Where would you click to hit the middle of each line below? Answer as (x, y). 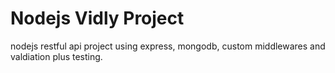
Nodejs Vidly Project (97, 18)
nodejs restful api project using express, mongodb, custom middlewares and (168, 46)
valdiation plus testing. (56, 56)
